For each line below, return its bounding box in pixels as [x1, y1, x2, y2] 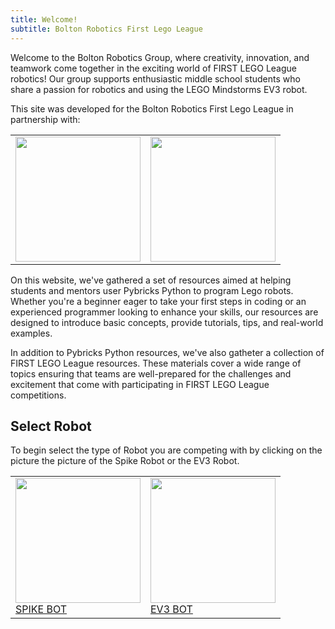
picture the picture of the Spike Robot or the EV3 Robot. [10, 455, 240, 467]
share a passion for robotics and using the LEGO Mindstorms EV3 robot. [10, 83, 308, 95]
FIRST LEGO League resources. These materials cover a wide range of [10, 357, 302, 369]
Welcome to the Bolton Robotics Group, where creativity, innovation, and [10, 51, 310, 63]
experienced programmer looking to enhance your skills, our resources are [10, 306, 319, 318]
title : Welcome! [10, 14, 78, 25]
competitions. [10, 389, 67, 401]
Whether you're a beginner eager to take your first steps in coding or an [10, 295, 307, 307]
